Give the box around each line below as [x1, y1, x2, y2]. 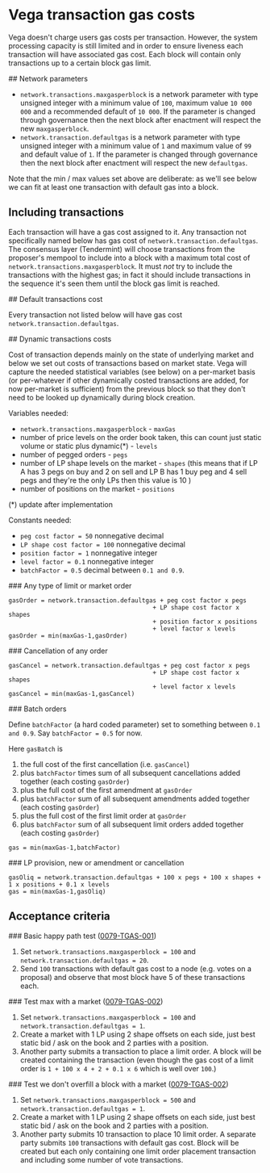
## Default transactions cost [8, 294, 103, 304]
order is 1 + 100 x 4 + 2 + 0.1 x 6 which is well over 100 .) [19, 1063, 217, 1073]
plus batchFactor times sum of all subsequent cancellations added [19, 768, 241, 777]
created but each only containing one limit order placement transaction [19, 1146, 256, 1156]
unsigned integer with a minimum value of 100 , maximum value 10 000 [19, 98, 252, 107]
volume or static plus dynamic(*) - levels [19, 441, 158, 450]
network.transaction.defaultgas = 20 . [19, 955, 149, 965]
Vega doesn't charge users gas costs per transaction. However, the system [8, 32, 258, 42]
